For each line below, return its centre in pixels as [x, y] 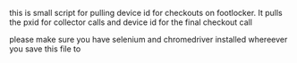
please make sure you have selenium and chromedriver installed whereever [148, 39]
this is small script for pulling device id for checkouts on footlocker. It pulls [146, 13]
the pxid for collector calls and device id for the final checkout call [131, 22]
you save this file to [45, 49]
